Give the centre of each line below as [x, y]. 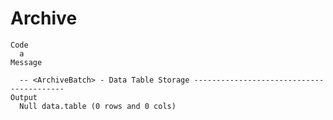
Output [24, 97]
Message [26, 62]
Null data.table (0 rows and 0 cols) [98, 106]
